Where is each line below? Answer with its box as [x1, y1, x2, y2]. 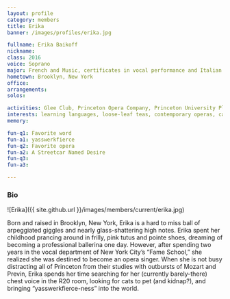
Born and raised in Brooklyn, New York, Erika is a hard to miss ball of [7, 219, 201, 227]
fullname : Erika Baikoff [7, 42, 78, 49]
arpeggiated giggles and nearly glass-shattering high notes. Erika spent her [7, 226, 220, 235]
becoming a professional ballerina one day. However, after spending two [7, 241, 212, 249]
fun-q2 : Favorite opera [7, 142, 75, 149]
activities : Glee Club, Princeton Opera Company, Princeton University [7, 105, 216, 112]
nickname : [7, 48, 36, 55]
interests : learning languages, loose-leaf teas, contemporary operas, [7, 111, 216, 118]
